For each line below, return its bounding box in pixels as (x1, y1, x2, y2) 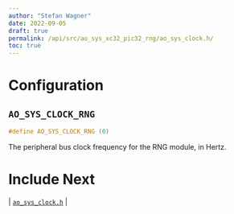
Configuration (8, 76, 105, 95)
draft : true (8, 27, 48, 35)
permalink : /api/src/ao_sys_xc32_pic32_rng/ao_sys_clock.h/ (8, 34, 215, 43)
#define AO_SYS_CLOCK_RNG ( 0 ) (8, 128, 110, 136)
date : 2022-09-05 (8, 19, 67, 27)
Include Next (8, 171, 96, 189)
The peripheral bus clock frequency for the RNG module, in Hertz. (8, 142, 227, 151)
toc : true (8, 42, 42, 50)
